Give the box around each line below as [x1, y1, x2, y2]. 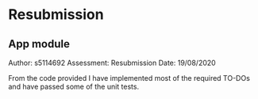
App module [8, 37, 70, 51]
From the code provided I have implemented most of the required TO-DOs [8, 74, 250, 82]
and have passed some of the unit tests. [8, 82, 140, 91]
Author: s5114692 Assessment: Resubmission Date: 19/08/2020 [8, 58, 216, 67]
